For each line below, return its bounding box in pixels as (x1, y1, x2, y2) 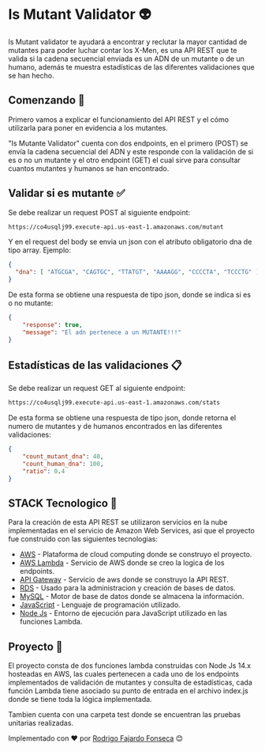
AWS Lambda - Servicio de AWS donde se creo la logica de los (19, 558, 225, 567)
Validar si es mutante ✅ (8, 187, 125, 200)
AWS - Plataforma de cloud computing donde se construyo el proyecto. (19, 550, 252, 559)
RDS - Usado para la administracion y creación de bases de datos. (19, 583, 236, 593)
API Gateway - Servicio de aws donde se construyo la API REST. (19, 575, 229, 585)
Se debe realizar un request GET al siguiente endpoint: (8, 384, 186, 393)
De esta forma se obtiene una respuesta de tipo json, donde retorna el (8, 413, 237, 423)
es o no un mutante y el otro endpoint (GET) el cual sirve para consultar (8, 155, 241, 165)
